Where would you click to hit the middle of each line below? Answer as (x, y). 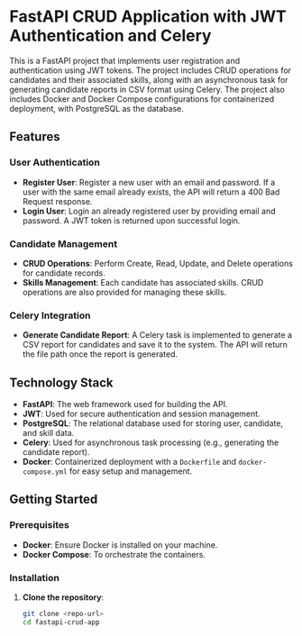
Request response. (57, 201)
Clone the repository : (63, 597)
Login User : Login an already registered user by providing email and (149, 211)
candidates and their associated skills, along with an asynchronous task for (149, 79)
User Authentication (55, 162)
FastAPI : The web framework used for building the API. (125, 404)
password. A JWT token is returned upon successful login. (131, 220)
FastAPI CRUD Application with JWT (148, 17)
